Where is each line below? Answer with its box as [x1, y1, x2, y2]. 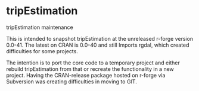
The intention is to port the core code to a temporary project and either [6, 59, 180, 66]
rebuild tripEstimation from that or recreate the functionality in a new [6, 65, 175, 72]
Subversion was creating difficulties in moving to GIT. [6, 78, 137, 85]
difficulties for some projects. [6, 47, 79, 54]
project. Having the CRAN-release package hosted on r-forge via [6, 71, 166, 79]
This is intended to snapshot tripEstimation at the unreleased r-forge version [6, 35, 194, 42]
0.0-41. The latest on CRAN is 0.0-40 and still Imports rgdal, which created [6, 41, 189, 48]
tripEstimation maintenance [6, 24, 73, 31]
